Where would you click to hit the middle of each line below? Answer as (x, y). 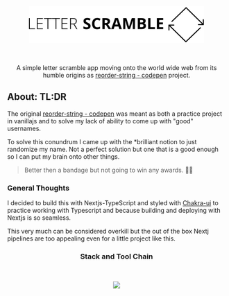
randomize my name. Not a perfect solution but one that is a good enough (113, 149)
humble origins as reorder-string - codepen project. (117, 75)
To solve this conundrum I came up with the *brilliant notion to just (102, 141)
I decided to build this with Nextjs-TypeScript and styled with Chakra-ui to (113, 203)
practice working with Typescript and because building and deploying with (114, 211)
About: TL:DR (37, 97)
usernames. (24, 128)
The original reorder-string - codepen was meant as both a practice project (115, 114)
